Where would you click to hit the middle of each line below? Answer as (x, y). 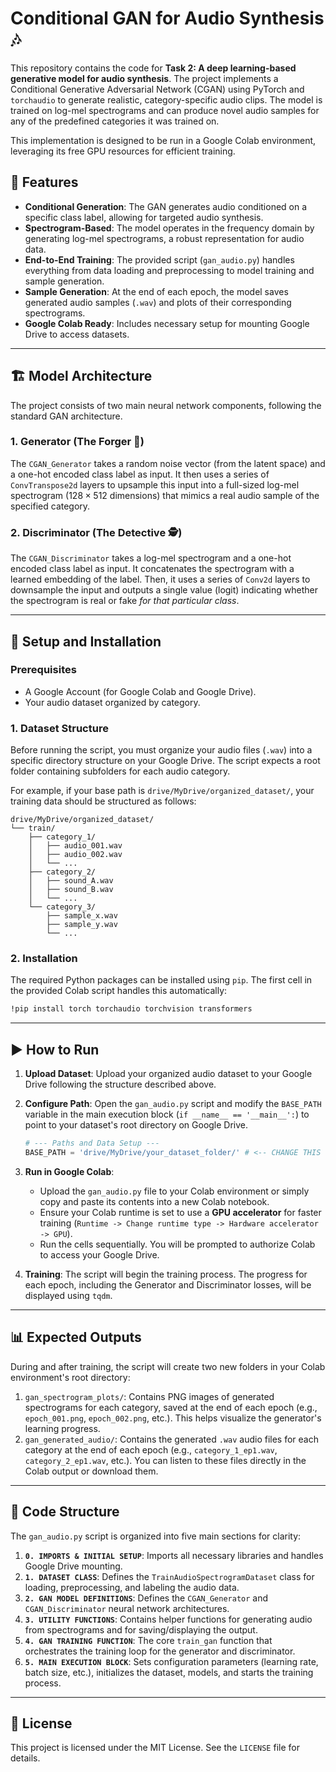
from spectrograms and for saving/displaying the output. (141, 1629)
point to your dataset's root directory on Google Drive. (136, 1125)
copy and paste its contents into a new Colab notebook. (154, 1201)
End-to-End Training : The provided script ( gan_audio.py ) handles (159, 259)
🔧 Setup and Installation (86, 641)
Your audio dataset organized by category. (112, 702)
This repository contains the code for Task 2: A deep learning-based (153, 68)
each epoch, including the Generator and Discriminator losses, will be (168, 1284)
